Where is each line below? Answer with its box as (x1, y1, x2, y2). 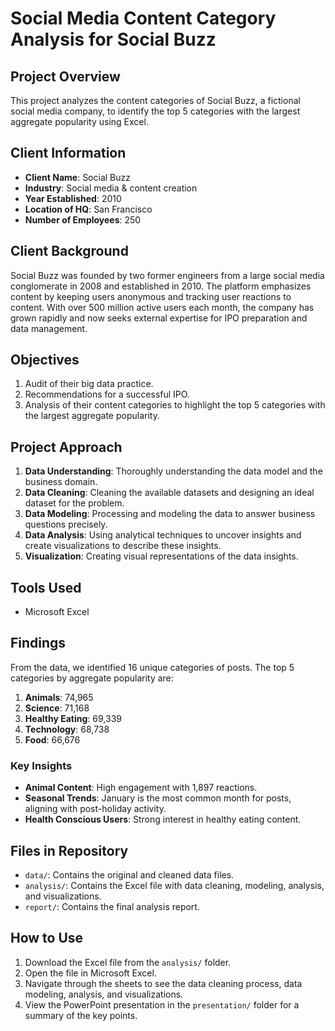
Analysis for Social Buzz (10, 28, 217, 51)
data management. (10, 322, 88, 334)
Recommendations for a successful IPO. (24, 388, 190, 401)
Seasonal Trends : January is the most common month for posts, (24, 792, 292, 804)
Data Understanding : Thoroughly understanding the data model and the (24, 465, 323, 477)
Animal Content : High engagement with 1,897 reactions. (24, 782, 258, 794)
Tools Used (10, 579, 82, 596)
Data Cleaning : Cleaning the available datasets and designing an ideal (24, 487, 315, 499)
